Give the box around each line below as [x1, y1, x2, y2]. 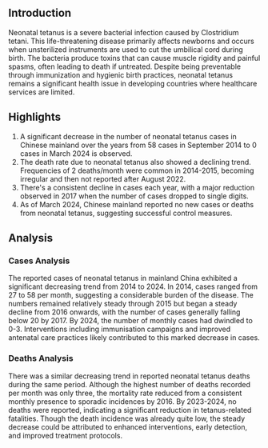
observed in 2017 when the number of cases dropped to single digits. [19, 191, 250, 201]
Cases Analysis [8, 255, 70, 266]
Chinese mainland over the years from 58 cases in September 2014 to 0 [19, 140, 258, 150]
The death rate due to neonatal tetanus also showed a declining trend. [19, 157, 252, 166]
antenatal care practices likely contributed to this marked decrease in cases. [8, 333, 260, 342]
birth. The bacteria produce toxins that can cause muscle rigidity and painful [8, 53, 261, 62]
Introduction [8, 6, 72, 20]
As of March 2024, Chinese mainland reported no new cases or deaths [19, 199, 254, 209]
